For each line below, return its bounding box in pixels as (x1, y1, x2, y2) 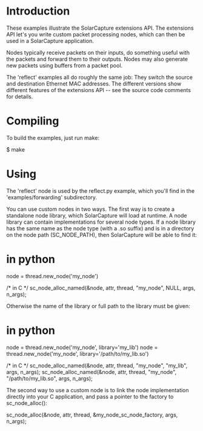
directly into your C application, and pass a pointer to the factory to (6, 393, 174, 400)
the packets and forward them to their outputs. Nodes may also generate (6, 55, 188, 62)
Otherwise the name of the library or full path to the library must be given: (6, 302, 190, 310)
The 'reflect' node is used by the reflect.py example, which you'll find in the (6, 187, 195, 195)
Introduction (6, 4, 70, 18)
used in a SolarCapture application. (6, 37, 94, 44)
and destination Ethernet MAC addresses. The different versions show (6, 80, 182, 87)
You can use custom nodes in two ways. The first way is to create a (6, 205, 175, 213)
